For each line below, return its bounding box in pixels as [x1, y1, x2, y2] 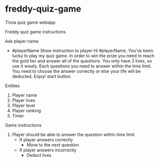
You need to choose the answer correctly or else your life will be [12, 68, 141, 74]
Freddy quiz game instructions [5, 29, 66, 34]
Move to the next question [26, 142, 79, 147]
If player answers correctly [19, 137, 73, 143]
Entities [5, 82, 20, 88]
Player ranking [12, 108, 41, 113]
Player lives [12, 97, 35, 103]
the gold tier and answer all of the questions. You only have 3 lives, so [12, 58, 152, 64]
